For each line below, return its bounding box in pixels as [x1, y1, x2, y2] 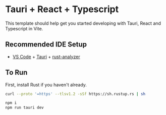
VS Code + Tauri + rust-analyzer [12, 53, 80, 60]
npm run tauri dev [5, 105, 44, 110]
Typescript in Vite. [5, 25, 43, 31]
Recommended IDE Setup [5, 40, 87, 49]
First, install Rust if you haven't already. [5, 82, 87, 88]
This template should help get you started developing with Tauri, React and [5, 20, 161, 26]
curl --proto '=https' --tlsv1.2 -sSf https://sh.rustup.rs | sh [5, 91, 145, 96]
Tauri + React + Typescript [5, 4, 119, 15]
